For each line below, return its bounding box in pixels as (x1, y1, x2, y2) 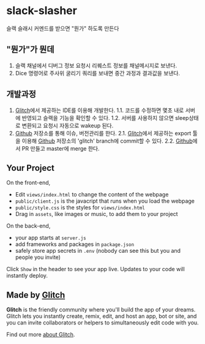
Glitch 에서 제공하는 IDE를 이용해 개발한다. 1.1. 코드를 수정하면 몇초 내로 (15, 107, 184, 114)
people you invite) (15, 253, 61, 261)
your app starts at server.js (15, 234, 87, 242)
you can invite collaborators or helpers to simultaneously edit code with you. (6, 319, 199, 326)
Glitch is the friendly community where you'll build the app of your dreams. (6, 306, 196, 313)
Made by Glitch (6, 290, 65, 300)
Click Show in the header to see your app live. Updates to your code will (6, 266, 185, 273)
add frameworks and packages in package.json (15, 241, 135, 248)
